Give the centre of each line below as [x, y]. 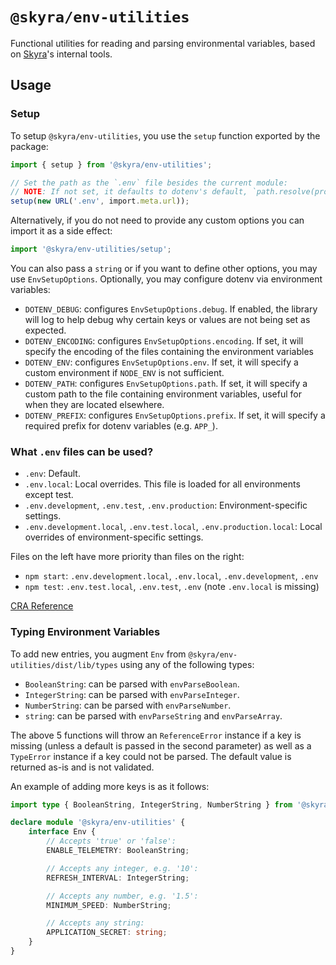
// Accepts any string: [95, 923]
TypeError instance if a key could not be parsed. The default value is [151, 756]
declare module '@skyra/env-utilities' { [98, 823]
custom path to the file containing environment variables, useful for [163, 394]
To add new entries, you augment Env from [98, 654]
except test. [49, 495]
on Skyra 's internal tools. [61, 54]
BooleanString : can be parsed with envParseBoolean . [132, 684]
